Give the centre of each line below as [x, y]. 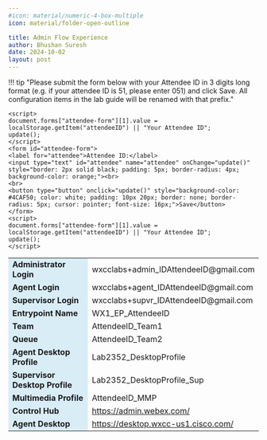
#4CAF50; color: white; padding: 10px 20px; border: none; [108, 198]
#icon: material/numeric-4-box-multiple [76, 16]
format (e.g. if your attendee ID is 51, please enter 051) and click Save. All [128, 91]
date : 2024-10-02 [37, 53]
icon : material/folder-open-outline [69, 23]
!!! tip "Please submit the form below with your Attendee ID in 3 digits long [129, 82]
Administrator [39, 264]
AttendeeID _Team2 [127, 339]
